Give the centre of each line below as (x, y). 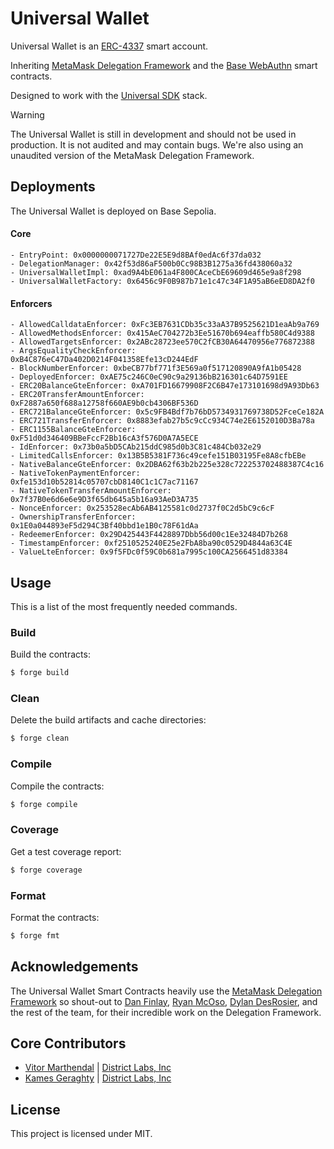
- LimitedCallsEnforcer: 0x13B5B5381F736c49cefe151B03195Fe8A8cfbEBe (158, 456)
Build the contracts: (50, 654)
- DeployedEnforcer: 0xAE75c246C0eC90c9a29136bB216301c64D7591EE (149, 377)
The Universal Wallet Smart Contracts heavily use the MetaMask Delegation (166, 991)
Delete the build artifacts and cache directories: (108, 720)
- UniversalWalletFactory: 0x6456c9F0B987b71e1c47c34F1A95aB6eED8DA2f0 (162, 281)
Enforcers (31, 303)
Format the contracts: (55, 917)
